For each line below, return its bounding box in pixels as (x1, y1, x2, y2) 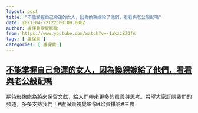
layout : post (6, 8, 38, 15)
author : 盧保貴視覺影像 (6, 25, 58, 31)
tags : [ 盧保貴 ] (6, 36, 46, 42)
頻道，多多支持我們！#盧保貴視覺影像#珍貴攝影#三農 (6, 100, 135, 107)
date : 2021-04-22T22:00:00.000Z (6, 20, 85, 25)
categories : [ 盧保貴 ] (6, 42, 62, 48)
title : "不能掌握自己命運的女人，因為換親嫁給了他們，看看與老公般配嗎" (6, 14, 162, 20)
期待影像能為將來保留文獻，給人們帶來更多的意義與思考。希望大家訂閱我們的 (6, 93, 192, 100)
